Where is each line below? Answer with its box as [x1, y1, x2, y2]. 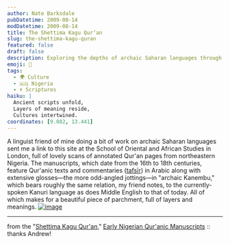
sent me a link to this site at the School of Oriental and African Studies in [7, 144, 212, 153]
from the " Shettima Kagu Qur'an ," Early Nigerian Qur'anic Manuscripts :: [7, 222, 211, 230]
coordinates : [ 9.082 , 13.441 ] [7, 118, 94, 125]
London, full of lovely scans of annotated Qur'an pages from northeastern [7, 151, 216, 159]
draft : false [7, 49, 44, 55]
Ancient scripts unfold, [13, 99, 84, 106]
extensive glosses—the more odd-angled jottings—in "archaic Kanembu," [7, 173, 215, 181]
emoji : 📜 [7, 61, 32, 68]
